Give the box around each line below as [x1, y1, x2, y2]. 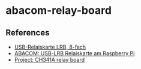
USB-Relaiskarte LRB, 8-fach [14, 43, 86, 50]
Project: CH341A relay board [14, 56, 85, 63]
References [5, 28, 50, 38]
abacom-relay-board [5, 4, 112, 17]
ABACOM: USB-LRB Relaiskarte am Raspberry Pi [14, 50, 135, 57]
